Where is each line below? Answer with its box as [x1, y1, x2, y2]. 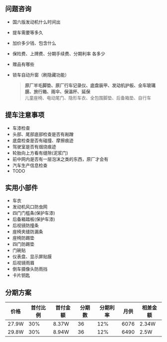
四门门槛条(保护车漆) [12, 210, 56, 216]
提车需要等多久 [12, 29, 43, 35]
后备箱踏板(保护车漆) [12, 216, 56, 223]
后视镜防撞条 [12, 223, 39, 228]
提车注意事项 [5, 111, 45, 119]
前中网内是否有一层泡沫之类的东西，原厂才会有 [12, 156, 108, 162]
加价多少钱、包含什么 [12, 40, 56, 46]
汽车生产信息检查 [12, 162, 48, 168]
